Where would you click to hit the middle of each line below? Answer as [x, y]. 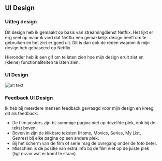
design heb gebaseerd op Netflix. [38, 47]
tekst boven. [24, 128]
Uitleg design [21, 22]
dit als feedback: [22, 114]
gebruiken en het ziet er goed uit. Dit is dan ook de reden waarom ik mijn [77, 43]
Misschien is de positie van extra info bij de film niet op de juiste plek [81, 148]
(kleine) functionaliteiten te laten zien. [43, 62]
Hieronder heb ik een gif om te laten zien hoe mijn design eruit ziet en [74, 57]
